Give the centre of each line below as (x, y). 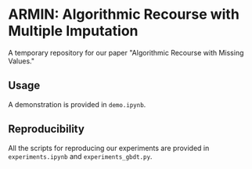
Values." (22, 61)
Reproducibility (46, 129)
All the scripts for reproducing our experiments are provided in (109, 148)
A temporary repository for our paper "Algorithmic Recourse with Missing (126, 52)
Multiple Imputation (73, 31)
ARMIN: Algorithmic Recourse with (124, 14)
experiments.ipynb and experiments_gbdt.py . (80, 156)
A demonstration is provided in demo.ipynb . (77, 104)
